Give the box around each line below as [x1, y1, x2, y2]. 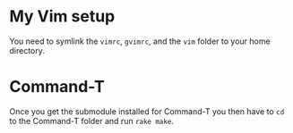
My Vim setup [9, 6, 116, 27]
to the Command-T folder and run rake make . [9, 115, 175, 126]
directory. [9, 45, 45, 55]
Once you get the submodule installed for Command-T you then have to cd [9, 105, 285, 117]
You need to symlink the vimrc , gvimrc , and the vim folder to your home [9, 36, 271, 46]
